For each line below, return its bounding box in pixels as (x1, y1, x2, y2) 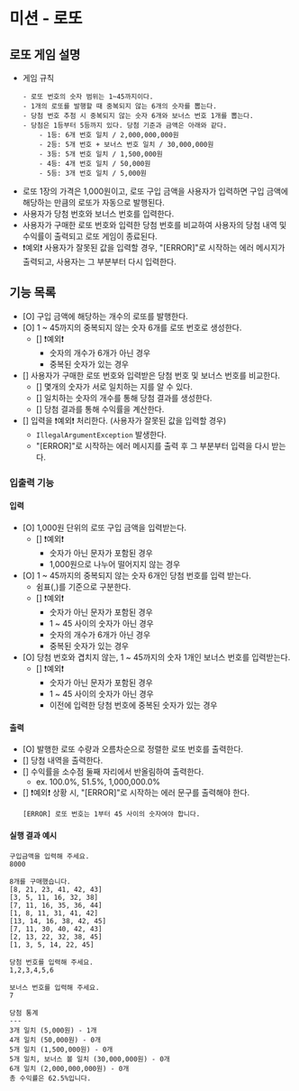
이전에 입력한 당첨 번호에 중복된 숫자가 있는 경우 (49, 700, 218, 711)
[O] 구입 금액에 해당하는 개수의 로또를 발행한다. (22, 310, 189, 321)
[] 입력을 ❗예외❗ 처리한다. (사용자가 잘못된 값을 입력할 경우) (22, 415, 227, 426)
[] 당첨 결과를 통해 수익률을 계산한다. (35, 403, 165, 415)
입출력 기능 (9, 476, 55, 489)
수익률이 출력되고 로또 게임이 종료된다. (22, 231, 158, 242)
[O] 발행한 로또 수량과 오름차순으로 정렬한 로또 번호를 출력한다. (22, 744, 244, 755)
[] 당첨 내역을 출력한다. (22, 755, 104, 766)
